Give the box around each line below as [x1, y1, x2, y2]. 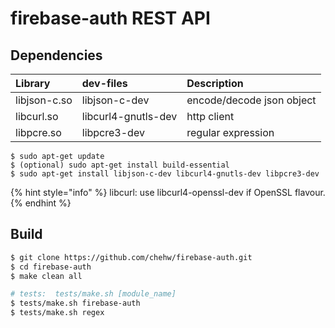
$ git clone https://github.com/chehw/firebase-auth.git [10, 252, 253, 262]
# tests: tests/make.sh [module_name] [10, 289, 177, 299]
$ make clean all [10, 271, 83, 281]
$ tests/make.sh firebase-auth [10, 298, 141, 309]
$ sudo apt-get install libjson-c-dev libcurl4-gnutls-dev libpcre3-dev [10, 169, 320, 179]
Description [186, 77, 244, 90]
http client [186, 110, 235, 123]
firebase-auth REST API [10, 7, 211, 30]
